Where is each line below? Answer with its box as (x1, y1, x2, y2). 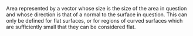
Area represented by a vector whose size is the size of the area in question (6, 5, 187, 12)
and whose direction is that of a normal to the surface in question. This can (6, 11, 188, 18)
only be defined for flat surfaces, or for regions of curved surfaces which (6, 17, 183, 24)
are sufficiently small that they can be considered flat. (6, 23, 136, 30)
